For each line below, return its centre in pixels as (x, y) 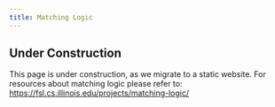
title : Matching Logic (51, 17)
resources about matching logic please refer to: (96, 84)
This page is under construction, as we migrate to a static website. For (137, 74)
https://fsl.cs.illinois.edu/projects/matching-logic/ (99, 93)
